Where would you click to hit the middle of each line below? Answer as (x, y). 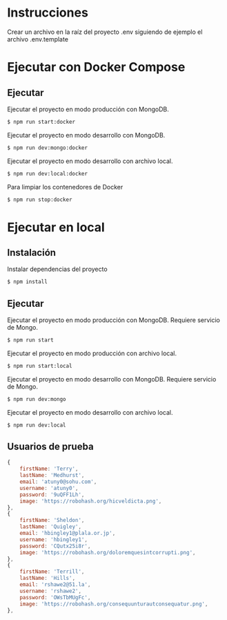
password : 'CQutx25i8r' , (55, 546)
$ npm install (28, 282)
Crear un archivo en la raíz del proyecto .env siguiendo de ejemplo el (105, 32)
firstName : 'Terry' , (49, 469)
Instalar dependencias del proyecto (58, 269)
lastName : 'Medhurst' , (52, 476)
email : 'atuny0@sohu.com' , (58, 482)
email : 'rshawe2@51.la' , (55, 585)
